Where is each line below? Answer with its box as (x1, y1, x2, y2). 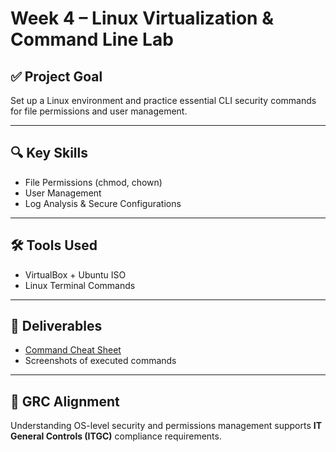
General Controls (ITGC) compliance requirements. (10, 430, 222, 442)
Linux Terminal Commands (24, 279, 136, 291)
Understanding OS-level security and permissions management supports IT (10, 420, 323, 432)
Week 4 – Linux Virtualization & (10, 7, 274, 30)
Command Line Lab (10, 28, 174, 51)
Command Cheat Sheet (24, 344, 122, 356)
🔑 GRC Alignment (10, 393, 120, 410)
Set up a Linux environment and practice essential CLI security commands (10, 95, 317, 106)
